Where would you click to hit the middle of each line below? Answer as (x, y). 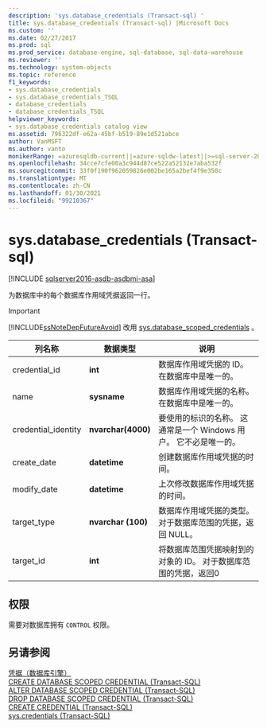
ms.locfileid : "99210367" (51, 200)
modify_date (35, 489)
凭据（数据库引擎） (40, 673)
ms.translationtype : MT (48, 179)
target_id (29, 561)
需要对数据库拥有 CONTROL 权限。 (61, 625)
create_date (35, 462)
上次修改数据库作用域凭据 (206, 484)
